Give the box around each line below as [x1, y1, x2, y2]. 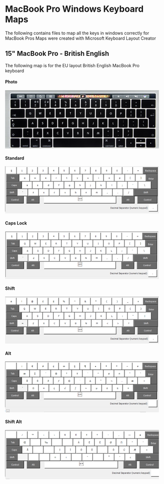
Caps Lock [5, 220, 27, 226]
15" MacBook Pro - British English [5, 50, 109, 58]
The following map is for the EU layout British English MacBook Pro [5, 62, 140, 68]
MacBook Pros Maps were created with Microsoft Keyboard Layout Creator [5, 35, 156, 41]
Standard [5, 155, 24, 161]
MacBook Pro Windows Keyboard [5, 3, 144, 15]
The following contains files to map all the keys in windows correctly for [5, 30, 149, 36]
